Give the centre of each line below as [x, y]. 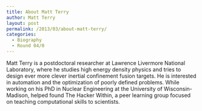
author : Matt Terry [31, 18]
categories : [21, 35]
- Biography [27, 40]
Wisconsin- [178, 89]
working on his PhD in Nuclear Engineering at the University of [84, 89]
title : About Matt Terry [38, 12]
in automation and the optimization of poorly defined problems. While [93, 82]
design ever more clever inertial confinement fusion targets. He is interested [101, 76]
